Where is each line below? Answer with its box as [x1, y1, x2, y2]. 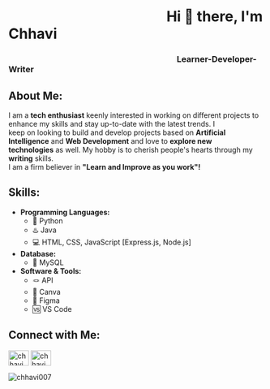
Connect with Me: [8, 328, 101, 342]
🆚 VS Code [32, 304, 72, 313]
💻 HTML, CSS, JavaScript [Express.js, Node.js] [32, 237, 192, 247]
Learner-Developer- [176, 54, 257, 65]
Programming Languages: [19, 207, 110, 217]
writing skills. [8, 153, 54, 163]
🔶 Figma [32, 296, 61, 305]
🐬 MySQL [32, 257, 64, 267]
